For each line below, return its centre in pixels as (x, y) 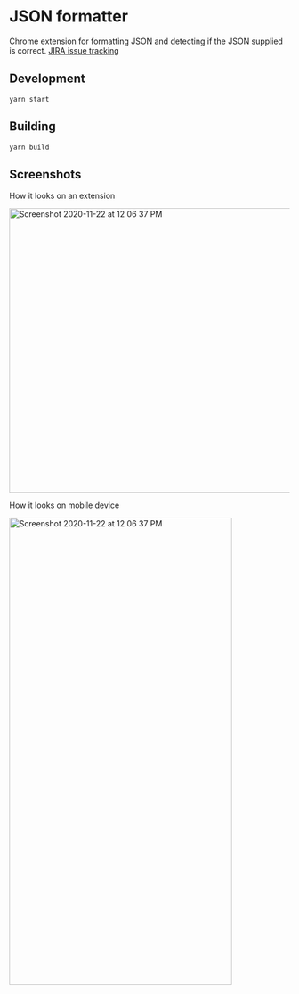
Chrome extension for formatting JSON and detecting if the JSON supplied (146, 41)
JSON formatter (69, 17)
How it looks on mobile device (65, 505)
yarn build (29, 147)
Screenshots (45, 174)
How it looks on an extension (62, 196)
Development (48, 79)
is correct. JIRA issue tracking (64, 50)
